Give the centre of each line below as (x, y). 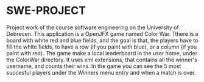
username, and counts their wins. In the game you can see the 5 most (94, 66)
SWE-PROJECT (46, 11)
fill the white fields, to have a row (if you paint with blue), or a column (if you (102, 47)
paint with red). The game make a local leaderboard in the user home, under (102, 53)
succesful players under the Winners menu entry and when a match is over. (101, 72)
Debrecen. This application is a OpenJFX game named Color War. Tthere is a (102, 33)
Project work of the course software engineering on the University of (93, 27)
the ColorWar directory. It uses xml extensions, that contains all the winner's (102, 60)
